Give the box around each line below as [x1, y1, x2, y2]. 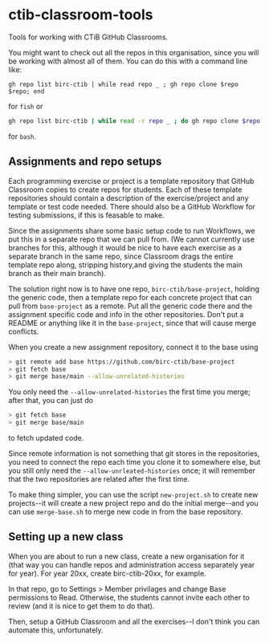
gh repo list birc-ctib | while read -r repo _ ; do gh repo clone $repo [8, 116, 261, 125]
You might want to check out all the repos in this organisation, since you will [8, 47, 259, 57]
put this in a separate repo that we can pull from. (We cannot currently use [8, 234, 255, 244]
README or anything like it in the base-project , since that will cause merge [8, 318, 257, 328]
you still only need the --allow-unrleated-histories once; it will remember [8, 466, 255, 475]
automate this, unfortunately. [8, 625, 104, 635]
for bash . [8, 131, 37, 141]
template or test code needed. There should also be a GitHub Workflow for [8, 201, 255, 211]
